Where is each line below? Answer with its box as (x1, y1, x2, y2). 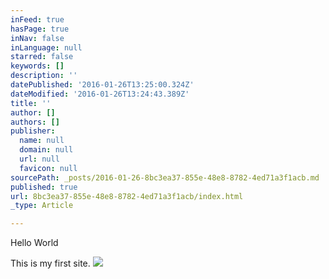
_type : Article (10, 201, 74, 211)
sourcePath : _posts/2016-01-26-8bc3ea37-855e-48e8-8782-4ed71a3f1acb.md (10, 172, 320, 183)
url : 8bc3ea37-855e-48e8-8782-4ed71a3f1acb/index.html (10, 191, 244, 201)
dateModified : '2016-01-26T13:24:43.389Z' (10, 89, 190, 99)
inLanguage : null (10, 42, 83, 53)
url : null (19, 154, 60, 164)
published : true (10, 182, 78, 192)
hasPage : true (10, 24, 70, 34)
